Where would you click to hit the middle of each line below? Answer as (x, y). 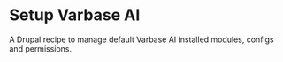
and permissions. (41, 48)
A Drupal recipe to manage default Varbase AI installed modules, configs (141, 39)
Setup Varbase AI (75, 15)
